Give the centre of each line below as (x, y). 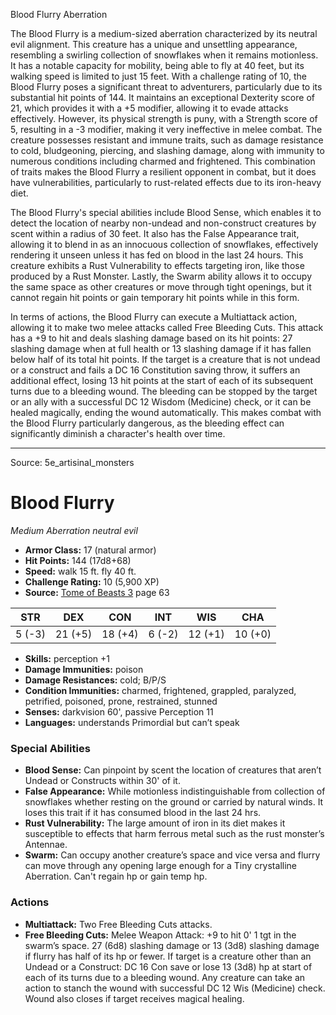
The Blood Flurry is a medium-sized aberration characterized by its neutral (164, 33)
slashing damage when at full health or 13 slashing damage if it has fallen (161, 348)
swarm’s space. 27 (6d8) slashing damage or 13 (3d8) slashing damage (172, 945)
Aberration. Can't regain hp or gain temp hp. (116, 876)
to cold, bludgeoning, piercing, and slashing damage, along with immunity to (167, 150)
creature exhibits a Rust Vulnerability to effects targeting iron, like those (157, 265)
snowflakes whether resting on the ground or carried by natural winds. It (174, 802)
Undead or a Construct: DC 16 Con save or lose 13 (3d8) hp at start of (168, 966)
